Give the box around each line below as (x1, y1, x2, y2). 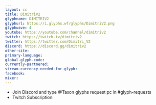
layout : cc (5, 7, 27, 12)
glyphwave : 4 (5, 26, 32, 30)
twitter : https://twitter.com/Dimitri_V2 (5, 39, 91, 44)
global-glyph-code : (5, 57, 45, 62)
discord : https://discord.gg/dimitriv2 (5, 44, 87, 49)
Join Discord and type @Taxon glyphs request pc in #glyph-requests (12, 89, 152, 95)
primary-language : (5, 52, 43, 58)
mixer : (5, 76, 19, 80)
